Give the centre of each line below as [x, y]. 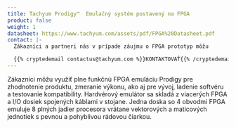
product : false [29, 20]
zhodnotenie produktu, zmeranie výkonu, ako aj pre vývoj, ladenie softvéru [116, 87]
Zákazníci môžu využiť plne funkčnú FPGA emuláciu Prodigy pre [100, 79]
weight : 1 [22, 27]
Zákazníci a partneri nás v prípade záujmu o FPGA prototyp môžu [111, 46]
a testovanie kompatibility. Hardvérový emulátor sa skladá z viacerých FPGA [117, 94]
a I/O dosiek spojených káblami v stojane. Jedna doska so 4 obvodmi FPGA [117, 101]
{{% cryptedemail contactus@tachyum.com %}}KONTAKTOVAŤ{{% [102, 59]
